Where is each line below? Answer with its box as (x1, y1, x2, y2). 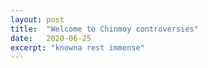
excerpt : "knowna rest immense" (10, 42, 145, 53)
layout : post (10, 14, 65, 25)
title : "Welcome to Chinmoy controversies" (10, 24, 199, 34)
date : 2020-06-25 (10, 33, 92, 43)
